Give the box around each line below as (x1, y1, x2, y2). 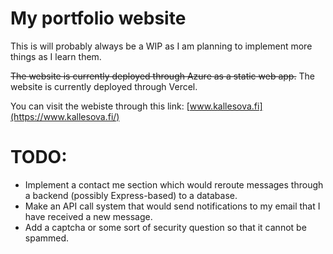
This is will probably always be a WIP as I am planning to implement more (10, 40, 313, 52)
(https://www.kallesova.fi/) (10, 110, 120, 122)
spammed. (24, 232, 70, 244)
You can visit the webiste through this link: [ (10, 100, 190, 112)
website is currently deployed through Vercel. (10, 80, 198, 92)
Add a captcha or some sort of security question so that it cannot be (24, 221, 307, 233)
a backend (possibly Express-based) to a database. (24, 189, 238, 201)
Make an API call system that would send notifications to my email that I (24, 200, 321, 212)
